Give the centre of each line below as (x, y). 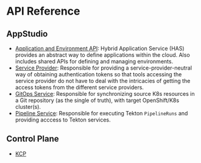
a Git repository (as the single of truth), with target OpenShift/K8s (97, 100)
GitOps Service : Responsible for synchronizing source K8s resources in (105, 94)
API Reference (43, 11)
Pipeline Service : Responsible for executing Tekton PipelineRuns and (101, 113)
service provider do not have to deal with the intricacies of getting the (103, 81)
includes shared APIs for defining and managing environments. (94, 61)
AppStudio (27, 34)
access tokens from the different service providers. (79, 87)
